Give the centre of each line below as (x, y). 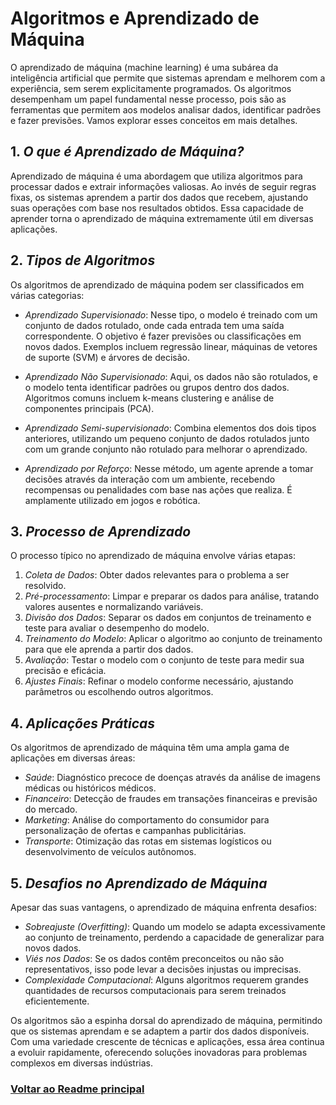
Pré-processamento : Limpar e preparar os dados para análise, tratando (172, 596)
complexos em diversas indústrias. (82, 1063)
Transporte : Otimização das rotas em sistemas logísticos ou (148, 841)
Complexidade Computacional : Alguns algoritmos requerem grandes (166, 980)
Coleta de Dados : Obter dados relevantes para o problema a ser (157, 575)
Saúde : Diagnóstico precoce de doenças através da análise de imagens (172, 778)
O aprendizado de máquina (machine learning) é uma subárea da (144, 67)
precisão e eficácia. (65, 671)
